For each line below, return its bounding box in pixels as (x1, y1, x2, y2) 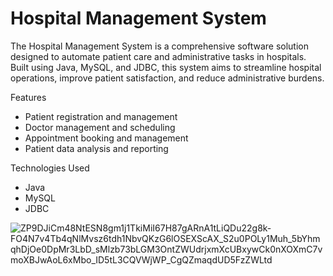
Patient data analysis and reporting (24, 142, 169, 154)
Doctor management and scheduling (24, 121, 176, 133)
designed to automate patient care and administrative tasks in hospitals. (10, 50, 307, 62)
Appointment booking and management (24, 132, 189, 144)
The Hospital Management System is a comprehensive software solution (10, 40, 310, 52)
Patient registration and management (24, 110, 178, 122)
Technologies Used (10, 162, 90, 174)
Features (10, 91, 47, 103)
